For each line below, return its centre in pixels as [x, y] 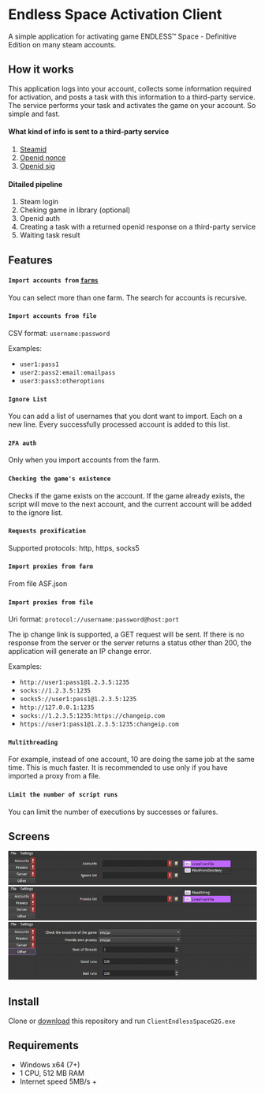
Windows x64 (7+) [50, 1064]
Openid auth [40, 218]
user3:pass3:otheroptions [62, 381]
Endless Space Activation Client [115, 15]
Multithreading [33, 742]
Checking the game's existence [60, 479]
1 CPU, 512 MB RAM [52, 1073]
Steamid [33, 149]
